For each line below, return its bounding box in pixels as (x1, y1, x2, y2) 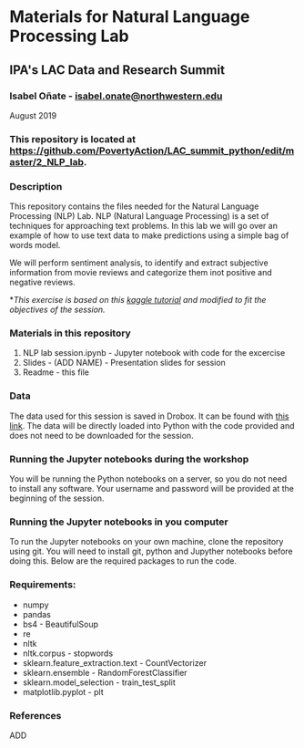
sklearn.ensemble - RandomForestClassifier (22, 667, 188, 678)
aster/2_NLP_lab (9, 155, 85, 168)
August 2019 (9, 109, 57, 120)
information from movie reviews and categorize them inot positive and (9, 267, 273, 278)
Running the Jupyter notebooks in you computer (9, 515, 229, 528)
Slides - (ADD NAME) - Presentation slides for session (22, 358, 226, 369)
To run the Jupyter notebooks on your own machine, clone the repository (9, 536, 284, 547)
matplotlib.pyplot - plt (22, 686, 104, 697)
